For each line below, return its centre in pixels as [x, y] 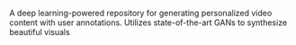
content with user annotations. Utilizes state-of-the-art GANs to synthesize [148, 22]
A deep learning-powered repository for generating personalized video [141, 13]
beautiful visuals [40, 32]
